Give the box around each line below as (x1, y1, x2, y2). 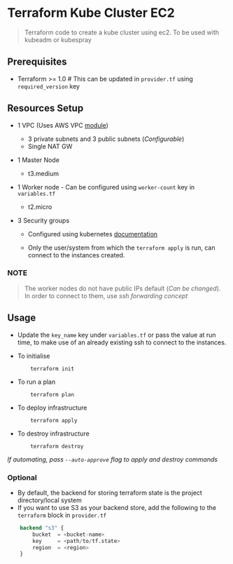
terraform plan (30, 391, 75, 398)
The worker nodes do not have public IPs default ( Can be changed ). (24, 284, 221, 293)
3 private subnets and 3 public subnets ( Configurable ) (27, 135, 185, 143)
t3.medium (27, 169, 59, 177)
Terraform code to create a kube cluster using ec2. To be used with (24, 28, 219, 36)
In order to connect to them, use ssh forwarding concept (24, 291, 188, 300)
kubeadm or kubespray (24, 35, 92, 43)
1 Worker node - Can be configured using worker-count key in (17, 182, 195, 191)
